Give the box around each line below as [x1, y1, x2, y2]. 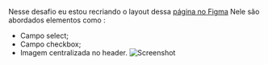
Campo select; [19, 31, 69, 40]
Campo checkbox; [19, 39, 82, 49]
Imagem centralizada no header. [19, 48, 128, 57]
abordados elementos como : [8, 15, 107, 25]
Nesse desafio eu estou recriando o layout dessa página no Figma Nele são [8, 7, 260, 16]
